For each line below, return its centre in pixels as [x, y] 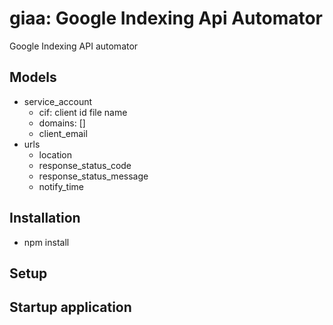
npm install [46, 242]
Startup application [70, 307]
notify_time [61, 186]
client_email [63, 133]
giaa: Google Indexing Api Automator [166, 18]
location [55, 154]
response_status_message [93, 176]
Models [33, 77]
